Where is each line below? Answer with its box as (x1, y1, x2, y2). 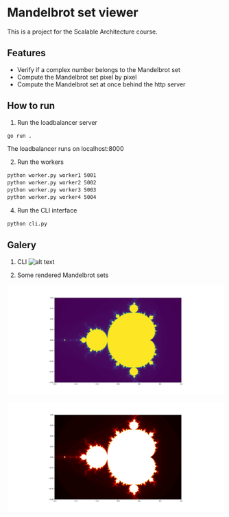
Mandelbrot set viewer (7, 5, 138, 21)
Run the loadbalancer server (16, 118, 98, 126)
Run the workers (16, 158, 64, 166)
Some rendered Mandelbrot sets (16, 271, 109, 279)
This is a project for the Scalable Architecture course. (7, 27, 158, 36)
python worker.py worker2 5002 (7, 180, 97, 187)
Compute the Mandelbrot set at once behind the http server (16, 80, 186, 88)
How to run (7, 100, 56, 112)
